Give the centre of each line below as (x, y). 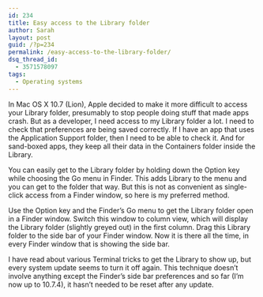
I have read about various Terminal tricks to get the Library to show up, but (130, 259)
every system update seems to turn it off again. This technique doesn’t (123, 267)
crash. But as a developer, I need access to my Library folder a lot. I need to (131, 121)
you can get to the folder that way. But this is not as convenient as (116, 186)
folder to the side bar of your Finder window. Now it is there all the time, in (128, 235)
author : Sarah (32, 30)
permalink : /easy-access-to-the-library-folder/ (90, 52)
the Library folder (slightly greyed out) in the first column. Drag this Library (130, 227)
